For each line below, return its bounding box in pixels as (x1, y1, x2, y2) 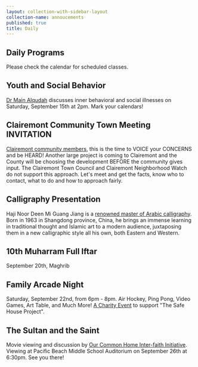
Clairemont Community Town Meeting (6, 120, 151, 130)
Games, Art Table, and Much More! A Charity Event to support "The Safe (6, 302, 185, 309)
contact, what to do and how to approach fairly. (6, 177, 123, 184)
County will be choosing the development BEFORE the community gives (6, 158, 183, 165)
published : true (6, 20, 47, 26)
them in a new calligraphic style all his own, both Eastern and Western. (6, 229, 180, 236)
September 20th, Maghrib (6, 262, 70, 269)
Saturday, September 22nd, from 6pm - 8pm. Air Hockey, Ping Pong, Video (6, 295, 191, 303)
